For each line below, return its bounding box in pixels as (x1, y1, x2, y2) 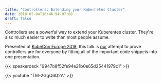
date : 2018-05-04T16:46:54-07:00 (5, 12, 73, 16)
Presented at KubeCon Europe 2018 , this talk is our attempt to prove (5, 44, 141, 50)
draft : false (5, 16, 32, 21)
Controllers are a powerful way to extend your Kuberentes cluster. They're (5, 29, 154, 35)
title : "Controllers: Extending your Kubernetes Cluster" (5, 7, 125, 12)
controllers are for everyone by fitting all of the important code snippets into (5, 49, 157, 55)
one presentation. (5, 54, 40, 60)
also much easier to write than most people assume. (5, 34, 110, 40)
